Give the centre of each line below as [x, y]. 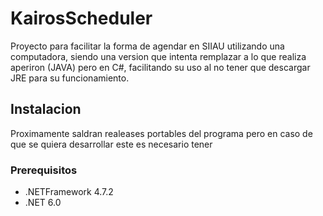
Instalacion [46, 109]
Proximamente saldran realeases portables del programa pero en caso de [161, 133]
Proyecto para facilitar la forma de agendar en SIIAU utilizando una [147, 46]
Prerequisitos [44, 170]
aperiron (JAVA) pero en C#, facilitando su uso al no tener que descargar [160, 67]
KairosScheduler [81, 18]
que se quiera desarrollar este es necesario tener [111, 144]
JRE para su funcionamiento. [70, 78]
